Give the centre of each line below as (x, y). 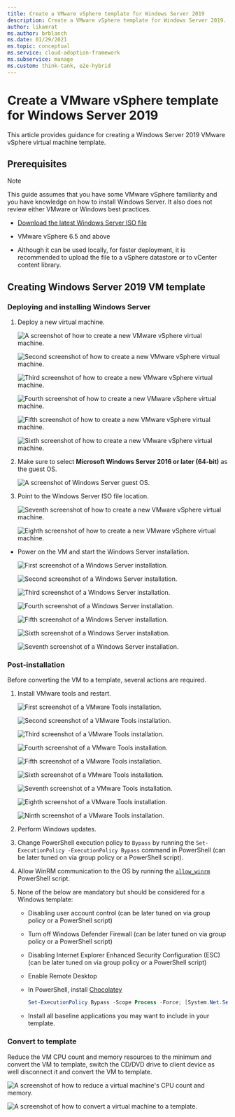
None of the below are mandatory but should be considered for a (111, 892)
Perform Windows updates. (57, 829)
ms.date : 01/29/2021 (37, 40)
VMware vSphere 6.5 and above (64, 237)
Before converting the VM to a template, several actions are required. (107, 680)
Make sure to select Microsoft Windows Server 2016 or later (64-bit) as (122, 462)
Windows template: (45, 899)
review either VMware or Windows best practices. (79, 209)
